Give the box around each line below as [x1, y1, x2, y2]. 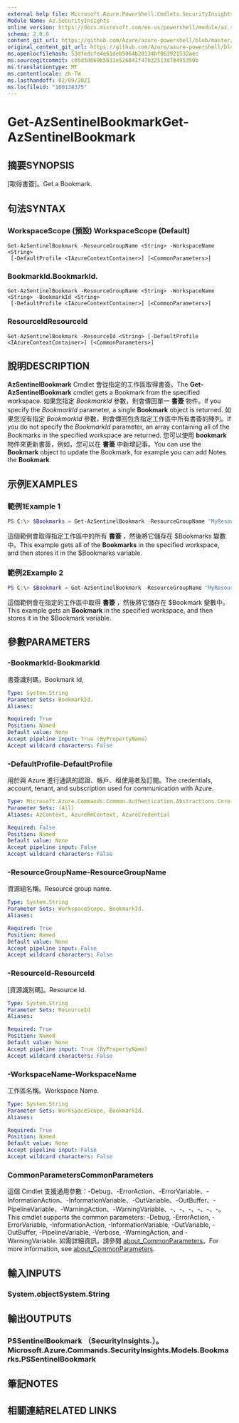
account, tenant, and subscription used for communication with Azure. [7, 784, 214, 792]
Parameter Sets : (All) [7, 804, 75, 812]
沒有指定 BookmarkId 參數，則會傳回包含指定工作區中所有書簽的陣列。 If [19, 414, 231, 423]
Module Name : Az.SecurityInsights [7, 17, 110, 24]
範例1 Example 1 [7, 501, 61, 511]
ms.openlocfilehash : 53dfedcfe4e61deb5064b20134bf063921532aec [7, 51, 199, 58]
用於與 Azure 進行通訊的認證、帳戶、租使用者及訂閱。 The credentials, [7, 776, 213, 785]
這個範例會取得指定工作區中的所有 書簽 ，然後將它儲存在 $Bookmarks [7, 531, 212, 540]
